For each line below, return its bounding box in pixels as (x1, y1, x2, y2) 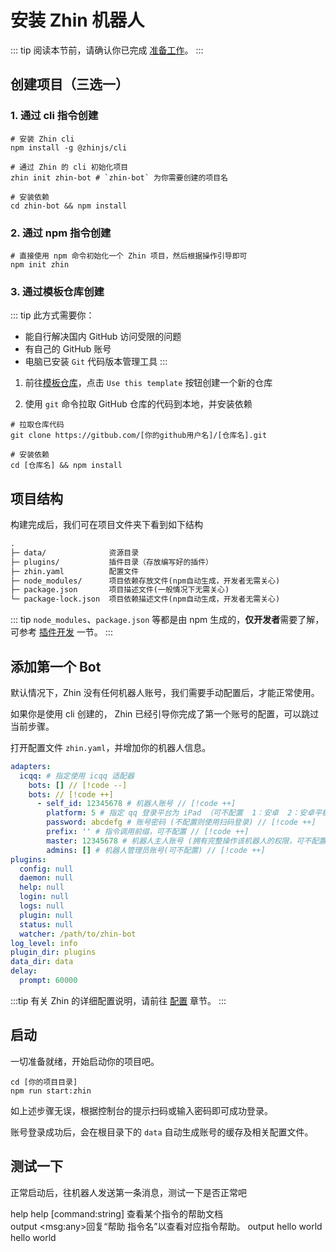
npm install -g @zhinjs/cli (10, 142, 128, 153)
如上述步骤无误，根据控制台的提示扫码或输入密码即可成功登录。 (10, 1104, 273, 1116)
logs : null (19, 901, 65, 911)
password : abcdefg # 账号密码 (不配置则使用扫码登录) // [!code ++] (46, 817, 317, 828)
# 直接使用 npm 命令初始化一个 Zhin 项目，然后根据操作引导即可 (10, 251, 248, 261)
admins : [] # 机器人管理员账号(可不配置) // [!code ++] (46, 845, 266, 855)
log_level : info (10, 938, 78, 948)
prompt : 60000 (19, 976, 78, 986)
